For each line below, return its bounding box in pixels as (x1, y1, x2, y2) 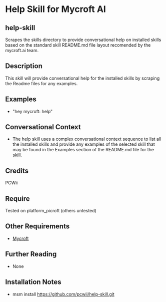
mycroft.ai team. (5, 48, 39, 53)
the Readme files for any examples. (5, 80, 78, 86)
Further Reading (5, 250, 57, 258)
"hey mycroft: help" (12, 108, 53, 114)
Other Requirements (5, 222, 70, 231)
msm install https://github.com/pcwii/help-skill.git (12, 291, 115, 297)
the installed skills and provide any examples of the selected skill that (12, 141, 155, 147)
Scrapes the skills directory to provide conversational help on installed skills (5, 37, 161, 43)
